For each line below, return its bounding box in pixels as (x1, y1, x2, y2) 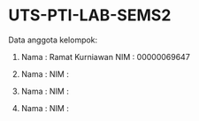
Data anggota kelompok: (8, 34, 98, 45)
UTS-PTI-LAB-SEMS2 (8, 5, 172, 26)
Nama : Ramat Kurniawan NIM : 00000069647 (20, 51, 191, 62)
